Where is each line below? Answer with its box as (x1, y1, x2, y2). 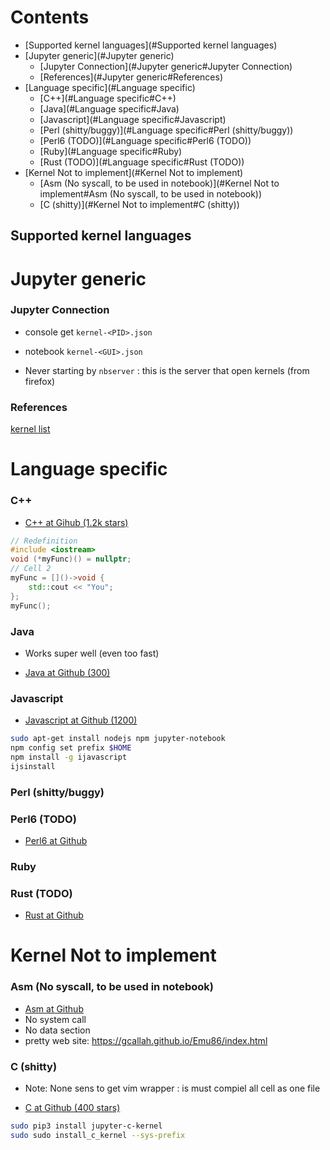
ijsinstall (10, 761, 56, 771)
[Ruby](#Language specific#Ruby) (39, 145, 183, 157)
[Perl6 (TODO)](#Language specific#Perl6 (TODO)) (39, 134, 252, 146)
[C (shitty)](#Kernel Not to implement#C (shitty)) (39, 198, 240, 210)
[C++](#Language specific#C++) (39, 92, 177, 104)
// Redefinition (10, 536, 78, 546)
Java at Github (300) (24, 666, 111, 678)
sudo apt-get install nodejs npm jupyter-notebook (10, 734, 226, 744)
